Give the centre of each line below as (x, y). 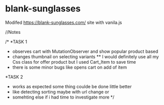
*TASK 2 (14, 77)
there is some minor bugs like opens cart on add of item (70, 67)
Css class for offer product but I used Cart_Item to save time (74, 62)
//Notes (13, 32)
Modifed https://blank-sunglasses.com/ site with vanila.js (64, 22)
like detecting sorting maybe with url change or (61, 92)
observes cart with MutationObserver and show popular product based (85, 51)
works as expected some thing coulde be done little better (72, 86)
